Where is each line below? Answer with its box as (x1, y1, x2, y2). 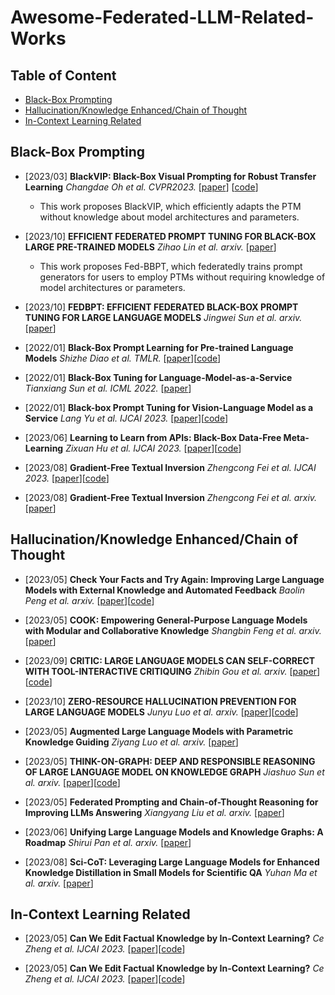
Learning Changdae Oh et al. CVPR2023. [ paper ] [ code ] (24, 181, 259, 193)
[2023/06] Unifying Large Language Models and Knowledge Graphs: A (24, 826, 324, 838)
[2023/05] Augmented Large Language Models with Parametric (24, 725, 294, 737)
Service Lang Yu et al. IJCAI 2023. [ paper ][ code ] (24, 412, 229, 424)
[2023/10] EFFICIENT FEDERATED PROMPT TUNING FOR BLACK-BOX (24, 230, 317, 242)
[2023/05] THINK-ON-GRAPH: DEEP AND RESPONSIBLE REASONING (24, 755, 316, 767)
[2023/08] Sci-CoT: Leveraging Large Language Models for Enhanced (24, 856, 320, 868)
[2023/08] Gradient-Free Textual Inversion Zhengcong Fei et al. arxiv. (24, 491, 318, 503)
